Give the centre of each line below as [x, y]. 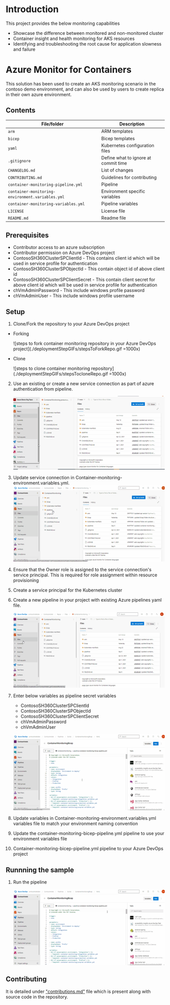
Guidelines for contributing [129, 177]
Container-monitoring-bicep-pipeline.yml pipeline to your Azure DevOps [88, 849]
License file [113, 211]
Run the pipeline [30, 882]
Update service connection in [44, 477]
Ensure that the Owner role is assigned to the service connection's [82, 569]
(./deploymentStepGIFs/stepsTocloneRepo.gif [60, 374]
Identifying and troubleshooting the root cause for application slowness [87, 44]
